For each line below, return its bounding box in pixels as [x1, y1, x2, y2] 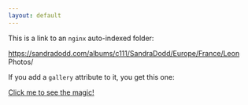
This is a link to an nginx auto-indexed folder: [8, 33, 154, 43]
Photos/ [8, 57, 34, 66]
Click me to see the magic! [8, 88, 94, 97]
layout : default [8, 11, 61, 20]
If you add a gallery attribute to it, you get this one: [8, 72, 175, 81]
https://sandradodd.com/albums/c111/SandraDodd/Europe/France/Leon [8, 48, 240, 58]
